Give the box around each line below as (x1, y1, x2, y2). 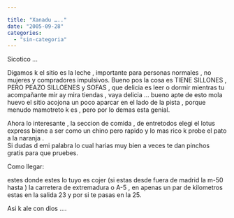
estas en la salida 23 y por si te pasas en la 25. (7, 191, 142, 199)
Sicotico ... (7, 55, 38, 64)
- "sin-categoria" (13, 36, 68, 43)
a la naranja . (7, 134, 44, 143)
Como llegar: (7, 162, 44, 171)
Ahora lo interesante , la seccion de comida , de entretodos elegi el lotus (7, 119, 215, 128)
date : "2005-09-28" (7, 22, 64, 30)
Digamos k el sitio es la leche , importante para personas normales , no (7, 68, 212, 77)
